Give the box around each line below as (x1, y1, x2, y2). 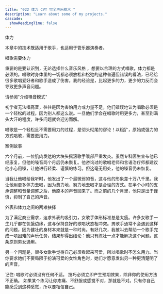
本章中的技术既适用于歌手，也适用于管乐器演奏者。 (5, 45, 107, 51)
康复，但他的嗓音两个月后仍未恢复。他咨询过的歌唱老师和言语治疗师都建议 (9, 160, 158, 165)
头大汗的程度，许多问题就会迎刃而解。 (5, 116, 81, 122)
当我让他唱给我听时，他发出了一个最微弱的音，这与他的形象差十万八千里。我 (5, 176, 158, 182)
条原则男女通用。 (5, 239, 39, 245)
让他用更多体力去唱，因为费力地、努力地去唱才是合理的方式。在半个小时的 (5, 182, 154, 188)
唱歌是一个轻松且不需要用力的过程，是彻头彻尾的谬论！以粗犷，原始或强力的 (5, 127, 158, 132)
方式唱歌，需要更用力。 (5, 133, 52, 139)
